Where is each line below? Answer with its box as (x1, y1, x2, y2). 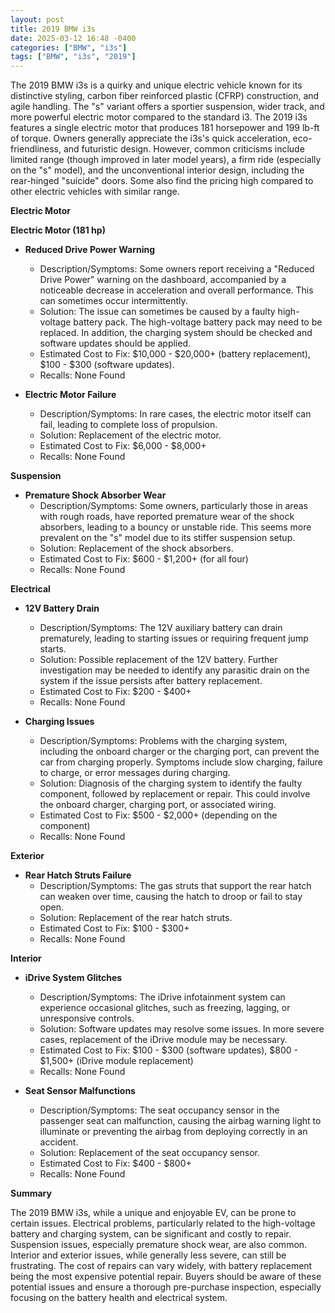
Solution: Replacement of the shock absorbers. (39, 542, 234, 555)
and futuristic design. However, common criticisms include (63, 143, 305, 155)
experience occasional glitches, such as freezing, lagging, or (39, 1002, 291, 1014)
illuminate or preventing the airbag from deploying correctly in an (39, 1126, 308, 1138)
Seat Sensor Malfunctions (24, 1085, 136, 1097)
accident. (39, 1136, 79, 1148)
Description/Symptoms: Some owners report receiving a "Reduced (39, 263, 315, 275)
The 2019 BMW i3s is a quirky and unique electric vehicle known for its (10, 79, 303, 91)
